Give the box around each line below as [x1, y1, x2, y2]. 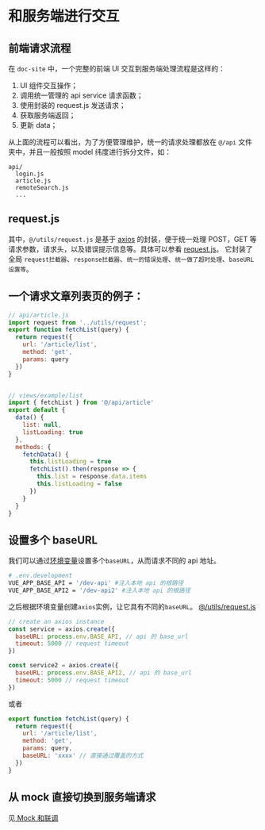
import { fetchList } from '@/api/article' [8, 398, 155, 407]
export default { [8, 406, 66, 414]
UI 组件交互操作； [19, 81, 78, 90]
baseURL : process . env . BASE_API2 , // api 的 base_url [15, 669, 192, 677]
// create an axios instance [8, 617, 105, 625]
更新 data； [19, 121, 58, 129]
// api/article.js [8, 311, 69, 319]
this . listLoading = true [29, 458, 112, 466]
